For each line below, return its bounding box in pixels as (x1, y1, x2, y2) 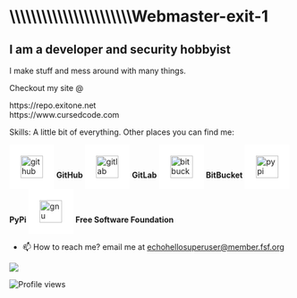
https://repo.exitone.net (9, 100, 97, 111)
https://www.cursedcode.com (9, 110, 120, 120)
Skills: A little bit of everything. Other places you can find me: (9, 127, 234, 137)
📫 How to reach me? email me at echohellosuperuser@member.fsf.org (21, 242, 284, 252)
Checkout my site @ (9, 83, 83, 93)
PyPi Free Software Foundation (9, 214, 174, 225)
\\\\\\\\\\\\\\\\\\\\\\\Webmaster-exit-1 (9, 6, 268, 27)
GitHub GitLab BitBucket (55, 170, 243, 180)
